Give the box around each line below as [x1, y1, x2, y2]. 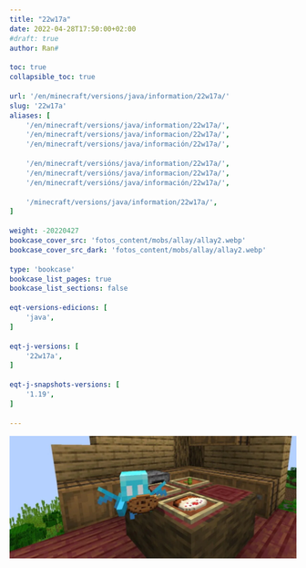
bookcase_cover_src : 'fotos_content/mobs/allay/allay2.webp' [9, 236, 247, 245]
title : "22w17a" [9, 15, 71, 24]
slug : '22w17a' [9, 101, 67, 110]
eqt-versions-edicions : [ [9, 304, 107, 313]
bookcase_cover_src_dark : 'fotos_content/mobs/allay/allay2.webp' [9, 245, 267, 254]
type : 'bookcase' [9, 264, 76, 274]
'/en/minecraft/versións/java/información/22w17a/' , [25, 178, 230, 187]
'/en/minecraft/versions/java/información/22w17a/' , [25, 139, 230, 150]
